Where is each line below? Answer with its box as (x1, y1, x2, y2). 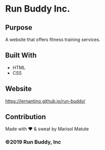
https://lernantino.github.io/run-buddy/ (5, 98, 85, 104)
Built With (5, 51, 37, 60)
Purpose (5, 23, 33, 32)
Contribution (5, 113, 46, 121)
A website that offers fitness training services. (5, 36, 100, 42)
